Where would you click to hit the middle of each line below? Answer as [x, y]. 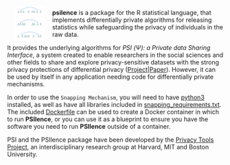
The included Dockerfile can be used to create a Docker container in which [113, 112]
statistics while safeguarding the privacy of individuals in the [137, 27]
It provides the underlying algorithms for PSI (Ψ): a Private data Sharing [109, 48]
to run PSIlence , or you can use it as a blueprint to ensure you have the [108, 119]
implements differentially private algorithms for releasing [132, 20]
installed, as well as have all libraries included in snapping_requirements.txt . [114, 104]
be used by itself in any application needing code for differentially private [111, 77]
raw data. [65, 34]
